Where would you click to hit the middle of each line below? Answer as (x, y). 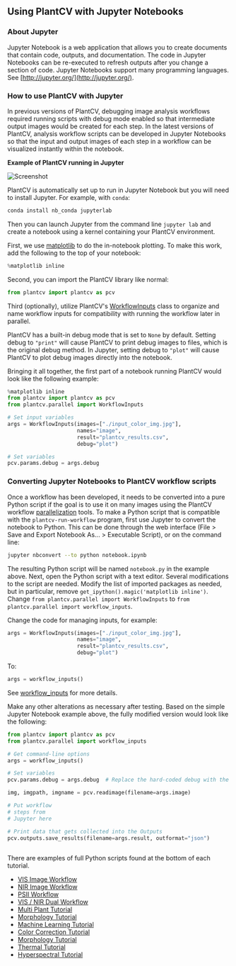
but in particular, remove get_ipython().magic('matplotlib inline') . (108, 591)
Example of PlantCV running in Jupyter (66, 162)
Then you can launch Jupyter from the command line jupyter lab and (109, 224)
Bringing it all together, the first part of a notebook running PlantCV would (114, 371)
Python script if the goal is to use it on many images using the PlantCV (110, 504)
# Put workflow (30, 806)
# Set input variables (41, 417)
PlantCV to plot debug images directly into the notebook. (90, 357)
